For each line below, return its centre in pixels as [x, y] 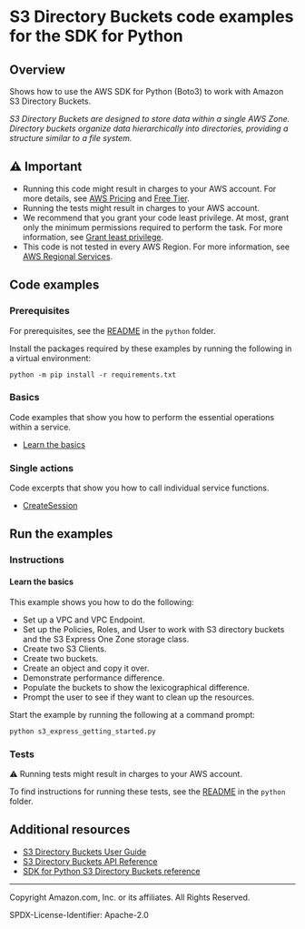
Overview [38, 70]
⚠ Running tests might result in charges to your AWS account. [126, 773]
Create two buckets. [60, 658]
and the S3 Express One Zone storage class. [106, 639]
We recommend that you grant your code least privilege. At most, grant [155, 217]
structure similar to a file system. [71, 138]
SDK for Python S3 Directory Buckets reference [111, 871]
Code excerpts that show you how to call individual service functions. [139, 488]
